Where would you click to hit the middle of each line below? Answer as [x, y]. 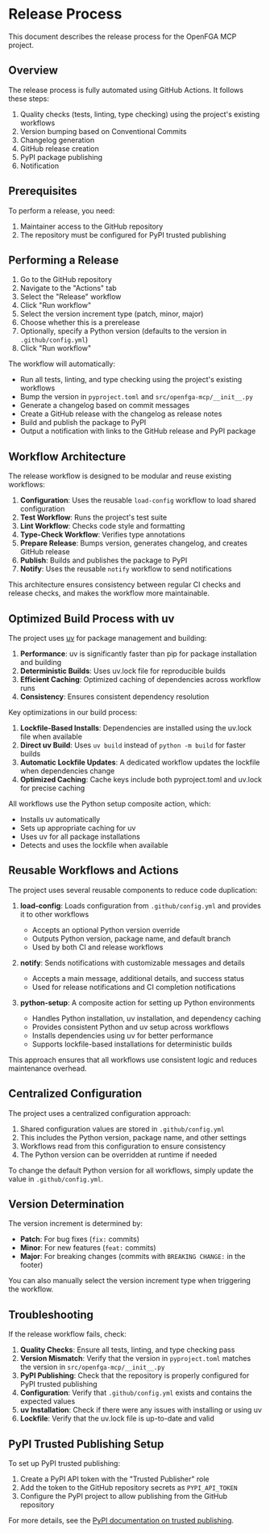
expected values [48, 1401]
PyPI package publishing [61, 157]
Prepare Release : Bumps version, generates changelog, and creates [134, 543]
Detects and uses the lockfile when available [94, 845]
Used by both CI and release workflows [98, 947]
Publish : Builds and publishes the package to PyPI [104, 560]
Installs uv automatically [60, 819]
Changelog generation [57, 140]
